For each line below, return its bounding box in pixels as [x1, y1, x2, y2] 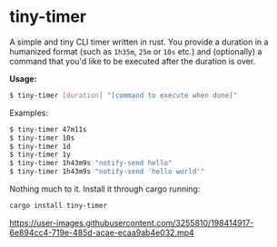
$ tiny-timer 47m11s [9, 124, 88, 133]
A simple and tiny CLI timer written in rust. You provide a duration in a [9, 36, 269, 47]
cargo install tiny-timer [9, 202, 107, 211]
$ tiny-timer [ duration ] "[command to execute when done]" [9, 91, 238, 100]
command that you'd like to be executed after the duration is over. [9, 55, 256, 66]
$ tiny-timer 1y [9, 150, 71, 160]
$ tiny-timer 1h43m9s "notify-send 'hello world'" [9, 167, 205, 176]
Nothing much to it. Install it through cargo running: [9, 183, 201, 194]
